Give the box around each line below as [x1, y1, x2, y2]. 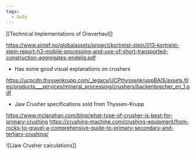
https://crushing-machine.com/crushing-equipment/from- [49, 118, 190, 125]
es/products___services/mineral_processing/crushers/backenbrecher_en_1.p [6, 83, 190, 90]
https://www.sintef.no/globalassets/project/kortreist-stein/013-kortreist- [6, 42, 180, 49]
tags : [6, 8, 19, 15]
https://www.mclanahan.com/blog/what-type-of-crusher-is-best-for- [6, 112, 173, 119]
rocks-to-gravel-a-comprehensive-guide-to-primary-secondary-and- [6, 124, 174, 131]
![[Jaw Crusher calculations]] [6, 142, 77, 149]
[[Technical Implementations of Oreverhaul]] [6, 30, 113, 37]
